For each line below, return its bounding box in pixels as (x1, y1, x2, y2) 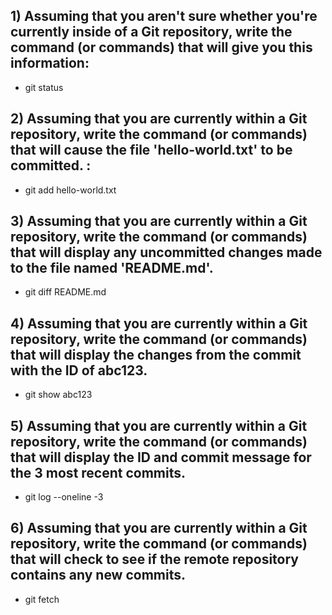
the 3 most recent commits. (10, 464, 187, 481)
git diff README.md (24, 286, 107, 298)
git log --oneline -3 (24, 491, 104, 503)
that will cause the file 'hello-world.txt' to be (10, 142, 293, 159)
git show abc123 (24, 389, 93, 401)
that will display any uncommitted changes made (10, 244, 323, 261)
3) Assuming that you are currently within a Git (10, 213, 308, 230)
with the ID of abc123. (10, 362, 148, 379)
